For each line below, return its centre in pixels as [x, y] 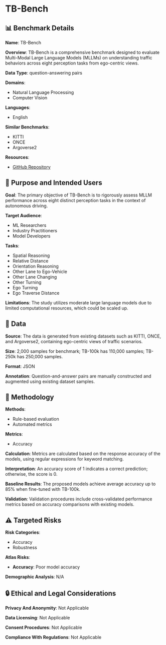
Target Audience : [24, 215]
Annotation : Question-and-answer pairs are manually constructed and [78, 376]
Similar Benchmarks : [27, 127]
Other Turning [27, 282]
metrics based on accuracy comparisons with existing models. [70, 504]
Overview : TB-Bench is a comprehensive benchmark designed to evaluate [82, 52]
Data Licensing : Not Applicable [38, 618]
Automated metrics [32, 424]
